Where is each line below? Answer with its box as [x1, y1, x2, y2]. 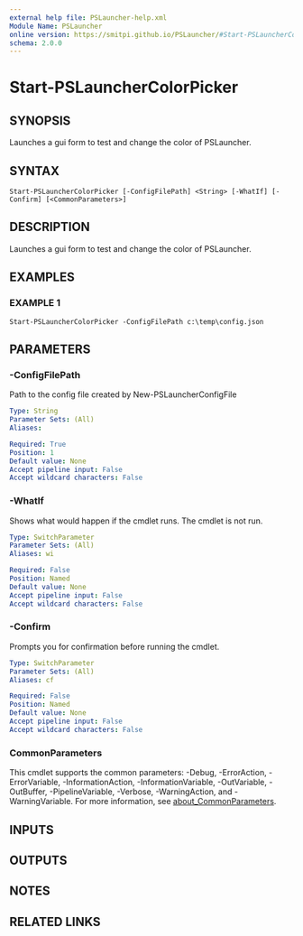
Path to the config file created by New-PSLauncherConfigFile [9, 389, 237, 400]
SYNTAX [9, 163, 60, 179]
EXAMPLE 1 [9, 297, 61, 310]
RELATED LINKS [9, 913, 101, 930]
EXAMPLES [9, 270, 75, 285]
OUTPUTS [9, 852, 68, 867]
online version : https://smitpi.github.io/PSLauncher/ [9, 30, 220, 39]
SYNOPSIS [9, 113, 71, 128]
